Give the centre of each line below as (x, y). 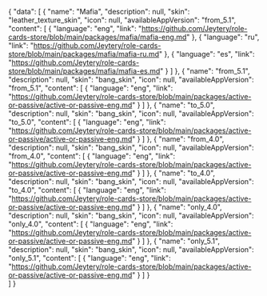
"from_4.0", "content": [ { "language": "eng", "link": (92, 156)
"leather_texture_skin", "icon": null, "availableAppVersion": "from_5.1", (122, 20)
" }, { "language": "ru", (223, 37)
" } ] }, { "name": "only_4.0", (177, 207)
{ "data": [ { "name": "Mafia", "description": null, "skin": (99, 12)
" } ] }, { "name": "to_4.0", (173, 173)
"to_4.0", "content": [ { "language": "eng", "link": (87, 190)
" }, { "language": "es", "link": (207, 54)
